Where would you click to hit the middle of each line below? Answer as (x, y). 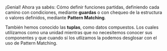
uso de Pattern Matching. (31, 43)
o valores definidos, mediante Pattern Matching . (56, 18)
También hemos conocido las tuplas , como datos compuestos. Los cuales (82, 27)
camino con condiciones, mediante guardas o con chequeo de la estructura (84, 12)
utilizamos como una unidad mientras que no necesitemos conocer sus (79, 32)
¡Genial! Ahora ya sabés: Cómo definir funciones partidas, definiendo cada (82, 7)
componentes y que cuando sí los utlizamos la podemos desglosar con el (81, 38)
